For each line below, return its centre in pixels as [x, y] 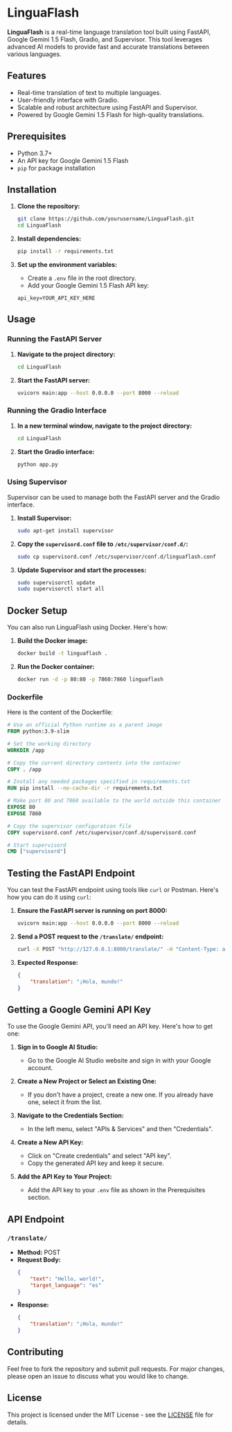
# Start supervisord [37, 845]
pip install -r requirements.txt [65, 252]
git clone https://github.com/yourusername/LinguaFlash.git [106, 219]
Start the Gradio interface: [56, 451]
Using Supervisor [37, 482]
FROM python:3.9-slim [38, 732]
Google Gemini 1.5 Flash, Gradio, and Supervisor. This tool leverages [105, 39]
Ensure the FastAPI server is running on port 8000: [92, 911]
